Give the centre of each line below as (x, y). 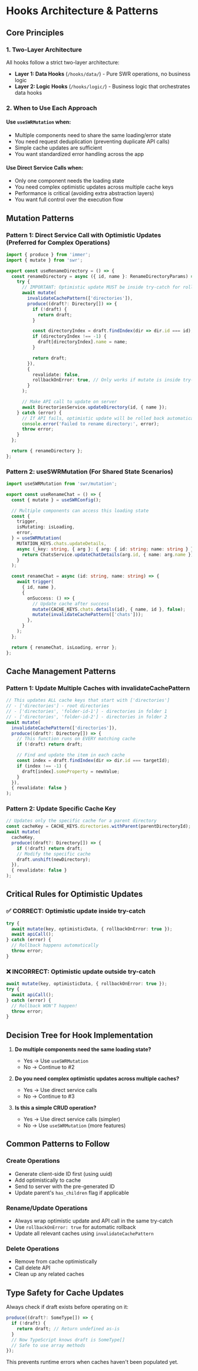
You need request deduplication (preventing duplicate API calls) (92, 141)
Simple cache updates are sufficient (58, 148)
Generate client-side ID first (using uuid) (64, 1174)
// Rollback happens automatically (55, 945)
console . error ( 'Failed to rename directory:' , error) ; (90, 424)
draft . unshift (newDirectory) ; (54, 859)
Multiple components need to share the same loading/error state (93, 135)
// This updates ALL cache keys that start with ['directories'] (88, 701)
